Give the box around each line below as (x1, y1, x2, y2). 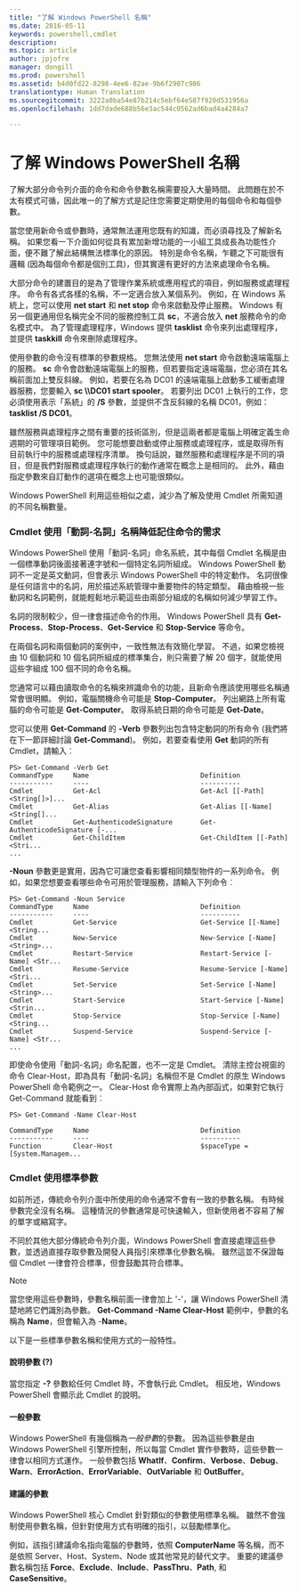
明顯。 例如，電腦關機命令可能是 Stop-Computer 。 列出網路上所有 (32, 694, 279, 704)
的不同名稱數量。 (9, 501, 72, 512)
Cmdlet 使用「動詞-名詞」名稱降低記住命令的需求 (9, 526, 221, 539)
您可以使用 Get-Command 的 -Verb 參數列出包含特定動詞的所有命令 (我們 (9, 723, 280, 735)
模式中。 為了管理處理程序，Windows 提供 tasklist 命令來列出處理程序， (16, 322, 283, 333)
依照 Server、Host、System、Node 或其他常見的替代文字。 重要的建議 (16, 1551, 277, 1562)
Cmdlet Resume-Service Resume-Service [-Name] (9, 965, 289, 974)
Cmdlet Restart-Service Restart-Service (9, 949, 261, 958)
